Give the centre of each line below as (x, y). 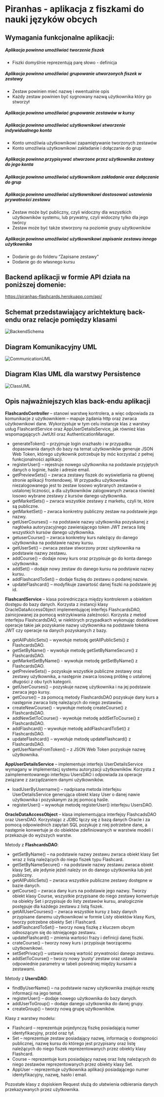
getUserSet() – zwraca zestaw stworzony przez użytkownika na (76, 548)
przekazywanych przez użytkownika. (42, 1089)
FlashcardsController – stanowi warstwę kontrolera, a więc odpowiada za (80, 413)
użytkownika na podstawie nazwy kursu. (53, 543)
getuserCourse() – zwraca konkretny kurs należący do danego (75, 537)
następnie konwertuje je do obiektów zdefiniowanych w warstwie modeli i (79, 830)
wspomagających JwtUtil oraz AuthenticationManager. (60, 434)
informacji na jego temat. (37, 993)
